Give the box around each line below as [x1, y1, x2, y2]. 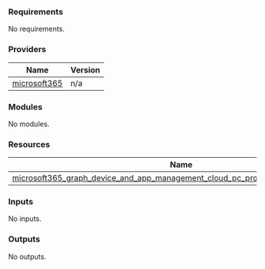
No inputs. [8, 214, 42, 223]
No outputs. [8, 252, 47, 261]
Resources [8, 139, 50, 150]
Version [70, 64, 101, 75]
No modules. [8, 119, 50, 129]
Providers [8, 44, 47, 55]
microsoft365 [12, 77, 63, 88]
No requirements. [8, 24, 65, 34]
